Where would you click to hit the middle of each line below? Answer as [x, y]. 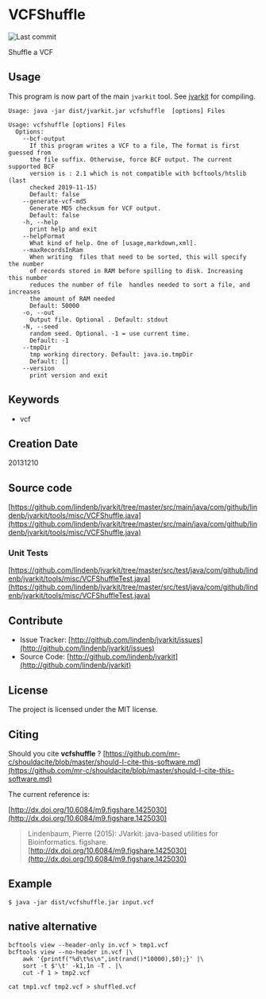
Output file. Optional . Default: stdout [99, 320]
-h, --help [40, 222]
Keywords [34, 400]
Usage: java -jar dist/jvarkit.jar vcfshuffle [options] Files [117, 111]
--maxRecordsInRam [53, 250]
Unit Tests [29, 553]
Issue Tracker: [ [45, 640]
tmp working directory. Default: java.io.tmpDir [111, 354]
